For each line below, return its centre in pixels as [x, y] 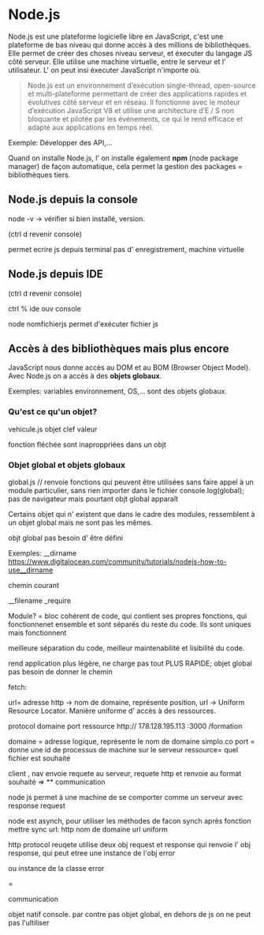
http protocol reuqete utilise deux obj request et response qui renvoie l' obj [129, 844]
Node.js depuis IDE [56, 274]
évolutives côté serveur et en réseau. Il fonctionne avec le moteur [134, 102]
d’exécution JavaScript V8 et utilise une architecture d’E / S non [131, 110]
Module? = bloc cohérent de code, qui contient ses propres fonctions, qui [128, 616]
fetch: [18, 687]
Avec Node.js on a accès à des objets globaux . [85, 376]
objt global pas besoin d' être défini [66, 537]
